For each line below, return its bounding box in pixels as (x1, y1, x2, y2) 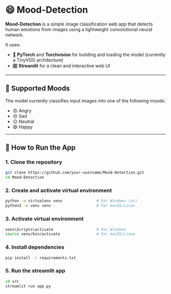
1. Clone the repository (5, 158, 63, 166)
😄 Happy (12, 124, 33, 130)
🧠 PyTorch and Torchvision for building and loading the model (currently (12, 51, 166, 58)
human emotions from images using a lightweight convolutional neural (5, 26, 153, 32)
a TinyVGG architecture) (12, 57, 64, 63)
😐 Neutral (12, 118, 35, 124)
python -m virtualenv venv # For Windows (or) (5, 198, 138, 204)
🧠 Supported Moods (5, 84, 70, 93)
